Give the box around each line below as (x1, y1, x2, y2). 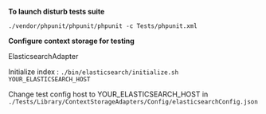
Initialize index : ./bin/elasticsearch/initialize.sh (8, 67, 179, 77)
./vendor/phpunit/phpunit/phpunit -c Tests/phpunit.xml (8, 22, 198, 30)
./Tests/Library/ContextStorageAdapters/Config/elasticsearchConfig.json (8, 98, 259, 106)
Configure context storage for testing (8, 36, 135, 45)
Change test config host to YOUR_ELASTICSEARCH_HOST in (8, 89, 209, 99)
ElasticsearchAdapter (8, 52, 79, 61)
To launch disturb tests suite (8, 7, 105, 16)
